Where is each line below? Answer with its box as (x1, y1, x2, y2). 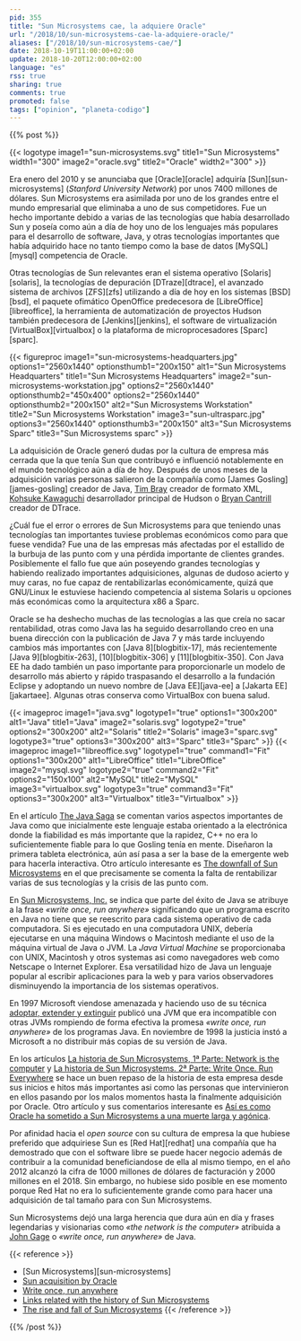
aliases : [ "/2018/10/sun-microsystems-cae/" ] (9, 38, 182, 48)
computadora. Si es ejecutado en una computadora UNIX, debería (9, 924, 254, 934)
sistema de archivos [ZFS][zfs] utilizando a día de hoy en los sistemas (9, 286, 267, 297)
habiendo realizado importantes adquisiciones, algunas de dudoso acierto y (9, 567, 289, 579)
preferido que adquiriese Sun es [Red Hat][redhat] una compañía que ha (9, 1137, 277, 1149)
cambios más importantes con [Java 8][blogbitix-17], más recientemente (9, 643, 278, 653)
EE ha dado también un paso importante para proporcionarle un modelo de (9, 662, 286, 672)
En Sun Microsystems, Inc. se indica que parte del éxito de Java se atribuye (9, 895, 289, 906)
